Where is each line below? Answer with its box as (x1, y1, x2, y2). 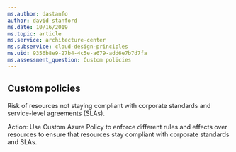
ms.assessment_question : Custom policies (7, 57, 132, 64)
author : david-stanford (7, 17, 78, 24)
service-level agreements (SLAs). (7, 109, 105, 117)
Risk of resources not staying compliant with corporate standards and (7, 101, 211, 110)
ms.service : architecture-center (7, 37, 106, 44)
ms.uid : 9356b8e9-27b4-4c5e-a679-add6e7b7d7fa (7, 50, 147, 57)
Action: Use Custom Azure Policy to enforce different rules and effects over (7, 122, 228, 131)
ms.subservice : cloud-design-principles (7, 43, 129, 50)
